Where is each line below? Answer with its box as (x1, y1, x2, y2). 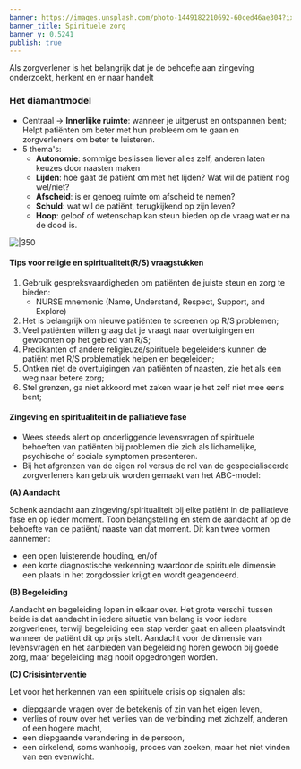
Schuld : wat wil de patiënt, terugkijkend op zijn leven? (35, 201, 236, 211)
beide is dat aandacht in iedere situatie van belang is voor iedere (9, 613, 248, 624)
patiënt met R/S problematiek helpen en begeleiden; (21, 353, 215, 363)
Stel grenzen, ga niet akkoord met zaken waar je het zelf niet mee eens (21, 381, 285, 392)
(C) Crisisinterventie (9, 669, 87, 679)
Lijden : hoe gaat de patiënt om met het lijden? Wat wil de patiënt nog (35, 172, 290, 183)
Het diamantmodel (9, 95, 92, 107)
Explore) (35, 305, 67, 316)
